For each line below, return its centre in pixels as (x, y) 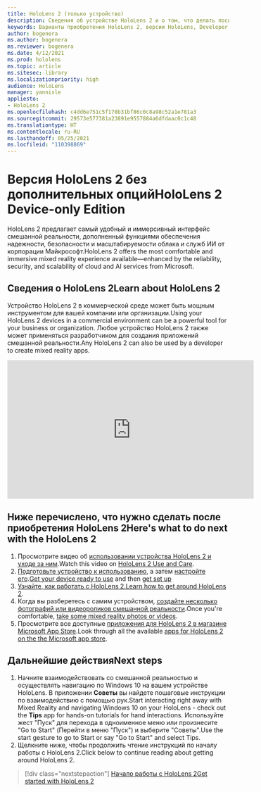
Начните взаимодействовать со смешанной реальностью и (108, 677)
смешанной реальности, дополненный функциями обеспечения (104, 237)
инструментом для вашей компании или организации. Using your (105, 313)
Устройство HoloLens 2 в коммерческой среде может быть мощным (111, 305)
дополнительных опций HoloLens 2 (115, 195)
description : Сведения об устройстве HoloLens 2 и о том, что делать (112, 20)
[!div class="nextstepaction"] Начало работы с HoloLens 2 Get (116, 773)
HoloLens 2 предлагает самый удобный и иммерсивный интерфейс (109, 229)
